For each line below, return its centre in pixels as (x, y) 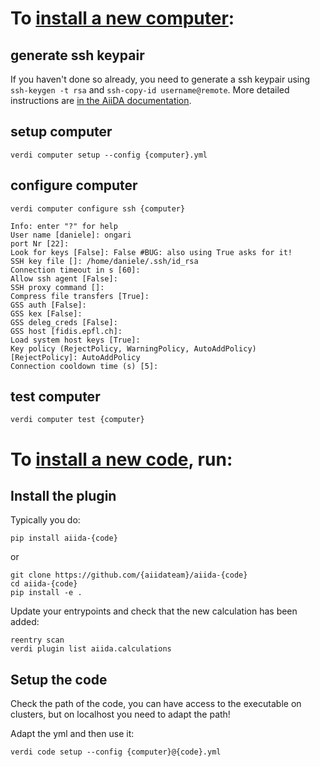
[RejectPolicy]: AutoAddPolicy (75, 357)
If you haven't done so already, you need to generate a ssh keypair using (160, 79)
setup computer (61, 132)
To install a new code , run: (121, 459)
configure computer (74, 185)
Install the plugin (63, 496)
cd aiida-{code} (44, 584)
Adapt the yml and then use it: (72, 734)
